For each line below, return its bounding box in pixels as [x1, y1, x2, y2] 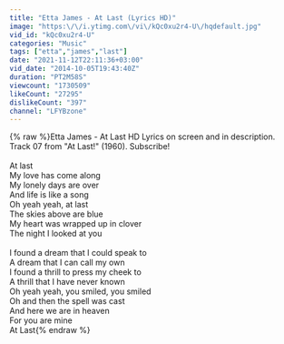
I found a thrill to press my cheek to [9, 267, 142, 278]
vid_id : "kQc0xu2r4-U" [9, 30, 95, 39]
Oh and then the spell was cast [9, 296, 125, 307]
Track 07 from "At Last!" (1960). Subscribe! [9, 141, 171, 152]
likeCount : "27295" [9, 89, 83, 98]
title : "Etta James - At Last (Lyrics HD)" [9, 13, 177, 23]
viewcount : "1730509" [9, 81, 92, 90]
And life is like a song [9, 189, 89, 200]
